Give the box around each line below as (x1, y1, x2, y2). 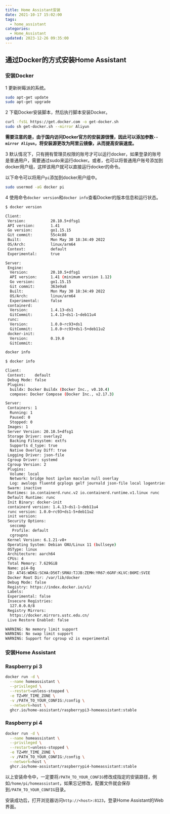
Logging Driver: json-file (7, 453, 65, 458)
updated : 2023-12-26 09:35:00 (5, 36, 69, 41)
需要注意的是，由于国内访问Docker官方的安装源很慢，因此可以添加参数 (5, 134, 154, 140)
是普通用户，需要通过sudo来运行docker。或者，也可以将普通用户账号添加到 (5, 158, 163, 164)
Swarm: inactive (7, 486, 42, 491)
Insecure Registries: (7, 599, 53, 604)
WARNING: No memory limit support (5, 626, 78, 632)
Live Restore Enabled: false (7, 617, 69, 622)
